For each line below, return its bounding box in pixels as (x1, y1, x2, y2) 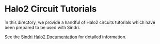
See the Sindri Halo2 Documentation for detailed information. (4, 34, 127, 40)
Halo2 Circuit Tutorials (4, 3, 97, 15)
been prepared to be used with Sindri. (4, 24, 80, 30)
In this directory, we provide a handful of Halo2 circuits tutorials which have (4, 19, 156, 25)
